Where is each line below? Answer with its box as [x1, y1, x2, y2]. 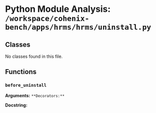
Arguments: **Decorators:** [5, 92, 65, 98]
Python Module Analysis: [5, 3, 111, 15]
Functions [5, 68, 37, 76]
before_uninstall [5, 82, 47, 88]
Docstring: [5, 102, 28, 108]
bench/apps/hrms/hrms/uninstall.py [5, 23, 152, 32]
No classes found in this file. [5, 53, 63, 59]
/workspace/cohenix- [5, 14, 90, 23]
